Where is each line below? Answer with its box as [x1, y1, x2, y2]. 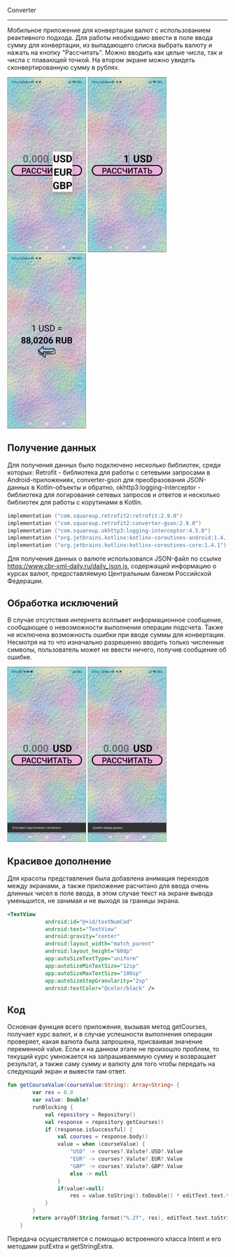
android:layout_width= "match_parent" [44, 941, 155, 948]
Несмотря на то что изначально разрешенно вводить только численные [7, 638, 225, 646]
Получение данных [7, 442, 97, 454]
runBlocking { [32, 1104, 73, 1111]
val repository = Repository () [44, 1111, 136, 1118]
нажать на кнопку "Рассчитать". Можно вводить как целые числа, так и [7, 48, 222, 57]
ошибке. [7, 653, 32, 661]
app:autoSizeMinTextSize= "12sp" [44, 962, 139, 969]
